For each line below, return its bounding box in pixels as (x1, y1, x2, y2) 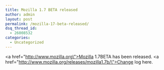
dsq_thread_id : (5, 26, 37, 31)
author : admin (5, 12, 35, 17)
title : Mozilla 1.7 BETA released (5, 7, 78, 12)
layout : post (5, 16, 33, 21)
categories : (5, 35, 30, 40)
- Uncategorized (10, 40, 44, 45)
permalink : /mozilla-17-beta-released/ (5, 21, 89, 26)
